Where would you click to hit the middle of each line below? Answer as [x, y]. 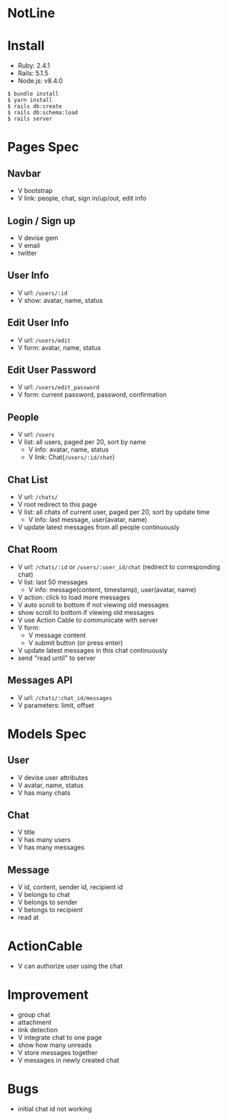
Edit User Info [38, 323]
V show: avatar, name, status [60, 300]
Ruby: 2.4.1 [34, 66]
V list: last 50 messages [52, 582]
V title [26, 832]
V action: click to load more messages [74, 597]
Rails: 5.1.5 [33, 74]
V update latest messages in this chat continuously [92, 650]
